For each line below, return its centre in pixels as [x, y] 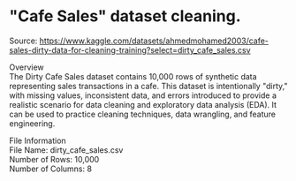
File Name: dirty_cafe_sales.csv [66, 150]
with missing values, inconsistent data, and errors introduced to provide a [143, 95]
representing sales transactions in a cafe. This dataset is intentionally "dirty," [148, 86]
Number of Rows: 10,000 [54, 159]
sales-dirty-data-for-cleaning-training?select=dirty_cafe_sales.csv [130, 49]
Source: [23, 41]
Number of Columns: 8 [51, 169]
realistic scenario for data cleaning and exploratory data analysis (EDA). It [143, 104]
